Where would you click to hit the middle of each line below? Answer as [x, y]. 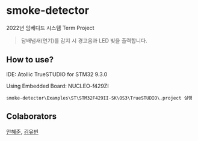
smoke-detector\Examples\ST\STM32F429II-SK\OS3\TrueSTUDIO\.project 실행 [99, 98]
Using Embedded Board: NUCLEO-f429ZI [58, 86]
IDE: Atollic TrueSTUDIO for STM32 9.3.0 [57, 74]
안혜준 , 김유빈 [23, 131]
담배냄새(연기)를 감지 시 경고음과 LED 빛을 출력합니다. [84, 40]
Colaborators [32, 117]
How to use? [30, 60]
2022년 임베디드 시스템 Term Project [50, 28]
